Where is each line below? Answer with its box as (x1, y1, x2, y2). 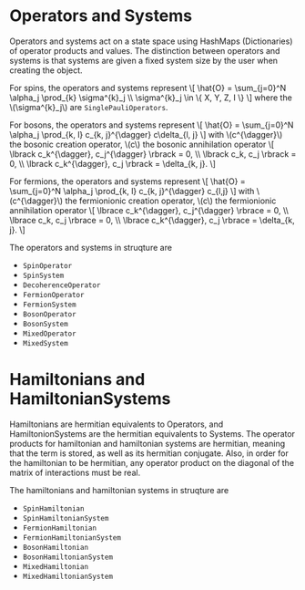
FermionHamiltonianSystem (22, 533, 121, 543)
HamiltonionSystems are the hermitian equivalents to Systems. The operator (9, 428, 296, 439)
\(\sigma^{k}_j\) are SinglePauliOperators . (9, 101, 168, 112)
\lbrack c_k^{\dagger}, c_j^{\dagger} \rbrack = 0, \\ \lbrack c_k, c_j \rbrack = (9, 148, 297, 160)
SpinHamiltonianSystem (22, 513, 109, 523)
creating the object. (9, 65, 84, 76)
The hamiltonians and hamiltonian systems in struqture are (9, 484, 229, 495)
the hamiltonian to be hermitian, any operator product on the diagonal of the (9, 457, 294, 468)
